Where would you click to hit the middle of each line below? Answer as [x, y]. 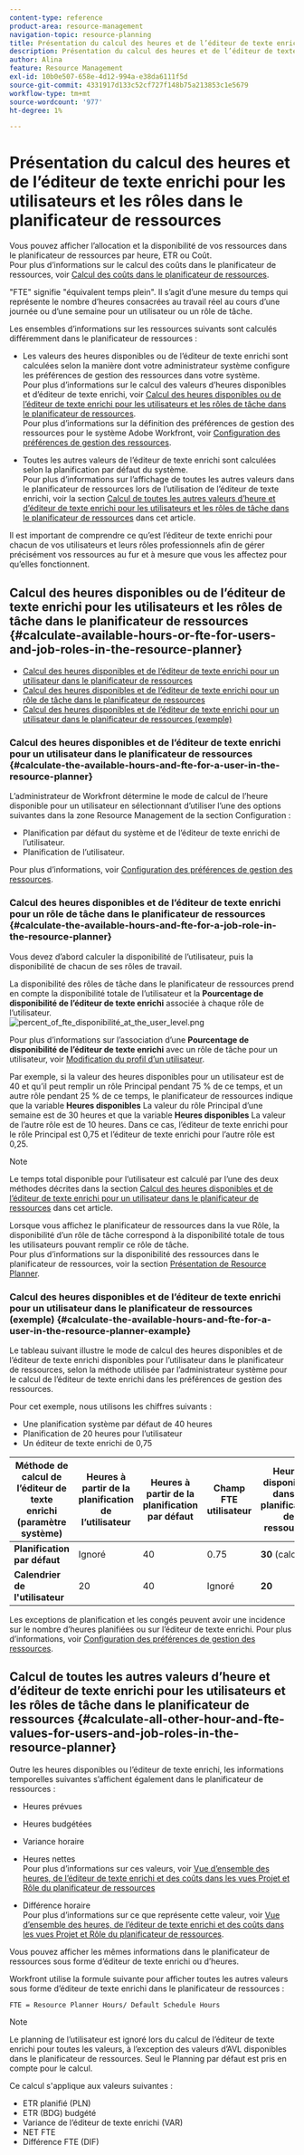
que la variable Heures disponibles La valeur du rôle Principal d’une [136, 1105]
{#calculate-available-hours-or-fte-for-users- [143, 635]
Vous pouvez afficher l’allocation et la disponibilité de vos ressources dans [148, 246]
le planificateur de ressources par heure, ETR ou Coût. [111, 255]
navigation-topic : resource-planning [81, 34]
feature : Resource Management [66, 69]
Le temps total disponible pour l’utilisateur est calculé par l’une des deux [144, 1178]
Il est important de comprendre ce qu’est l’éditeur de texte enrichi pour [141, 536]
